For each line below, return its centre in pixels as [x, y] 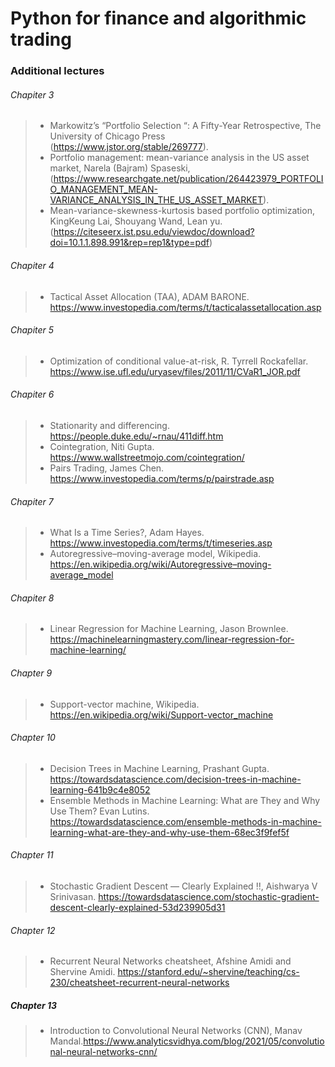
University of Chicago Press [107, 136]
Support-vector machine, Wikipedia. [124, 704]
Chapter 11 [32, 855]
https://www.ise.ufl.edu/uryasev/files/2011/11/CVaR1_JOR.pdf [175, 371]
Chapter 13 [34, 1005]
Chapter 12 [33, 930]
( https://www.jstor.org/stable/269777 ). [129, 147]
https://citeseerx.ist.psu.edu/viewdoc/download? [154, 232]
